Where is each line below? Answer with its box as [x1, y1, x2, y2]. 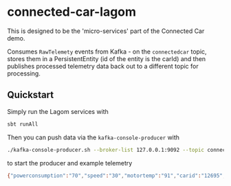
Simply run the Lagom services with [7, 107, 109, 115]
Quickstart [7, 89, 54, 101]
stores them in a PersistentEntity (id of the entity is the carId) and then [7, 54, 206, 62]
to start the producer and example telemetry [7, 159, 133, 167]
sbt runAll [7, 121, 38, 128]
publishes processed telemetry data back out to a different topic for [7, 62, 199, 70]
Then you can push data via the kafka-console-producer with [7, 133, 180, 141]
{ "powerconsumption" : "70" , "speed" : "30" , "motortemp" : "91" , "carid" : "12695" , [7, 172, 226, 179]
